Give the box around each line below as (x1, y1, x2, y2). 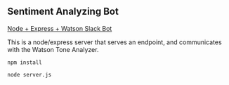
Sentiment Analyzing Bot (7, 6, 119, 18)
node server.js (7, 71, 52, 78)
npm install (7, 59, 42, 66)
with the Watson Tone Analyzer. (7, 45, 99, 53)
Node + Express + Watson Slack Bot (7, 24, 112, 32)
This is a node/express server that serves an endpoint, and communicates (7, 38, 223, 46)
